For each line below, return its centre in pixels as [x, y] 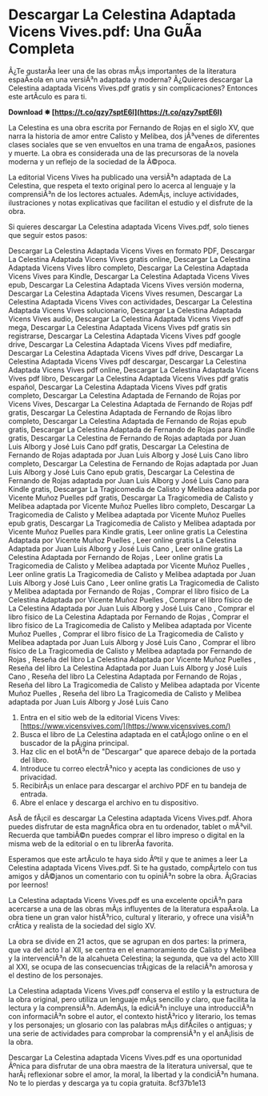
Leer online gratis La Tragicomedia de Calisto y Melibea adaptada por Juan [132, 574]
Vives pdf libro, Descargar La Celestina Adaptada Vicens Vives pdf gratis [129, 378]
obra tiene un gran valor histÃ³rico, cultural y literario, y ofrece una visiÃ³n [131, 917]
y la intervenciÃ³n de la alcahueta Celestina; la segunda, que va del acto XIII [134, 958]
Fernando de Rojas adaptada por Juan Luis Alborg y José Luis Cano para [129, 480]
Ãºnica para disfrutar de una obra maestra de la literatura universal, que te [131, 1066]
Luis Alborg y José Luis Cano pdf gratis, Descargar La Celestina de [119, 446]
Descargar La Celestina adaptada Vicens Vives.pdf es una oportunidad [125, 1057]
